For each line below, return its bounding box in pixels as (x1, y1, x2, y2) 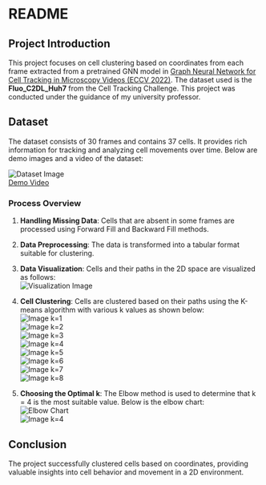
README (8, 5, 69, 23)
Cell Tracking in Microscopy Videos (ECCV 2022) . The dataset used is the (8, 75, 252, 84)
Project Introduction (8, 37, 111, 51)
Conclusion (8, 438, 67, 451)
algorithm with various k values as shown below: (43, 305, 204, 315)
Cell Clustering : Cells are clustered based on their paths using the (19, 297, 239, 306)
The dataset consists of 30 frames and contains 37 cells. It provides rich (8, 136, 248, 146)
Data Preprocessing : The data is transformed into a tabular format (19, 240, 240, 249)
